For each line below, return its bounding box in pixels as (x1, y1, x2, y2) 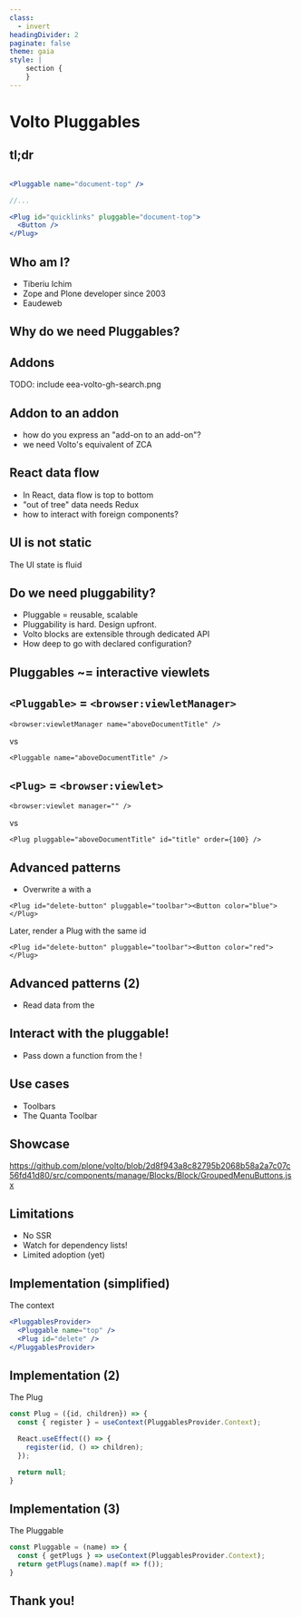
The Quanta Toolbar (22, 1109, 98, 1121)
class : (9, 13, 34, 23)
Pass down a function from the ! (22, 1050, 142, 1060)
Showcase (9, 1137, 71, 1152)
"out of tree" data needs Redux (22, 498, 139, 509)
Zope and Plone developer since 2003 (22, 288, 166, 299)
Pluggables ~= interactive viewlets (9, 665, 210, 680)
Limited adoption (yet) (22, 1249, 106, 1260)
